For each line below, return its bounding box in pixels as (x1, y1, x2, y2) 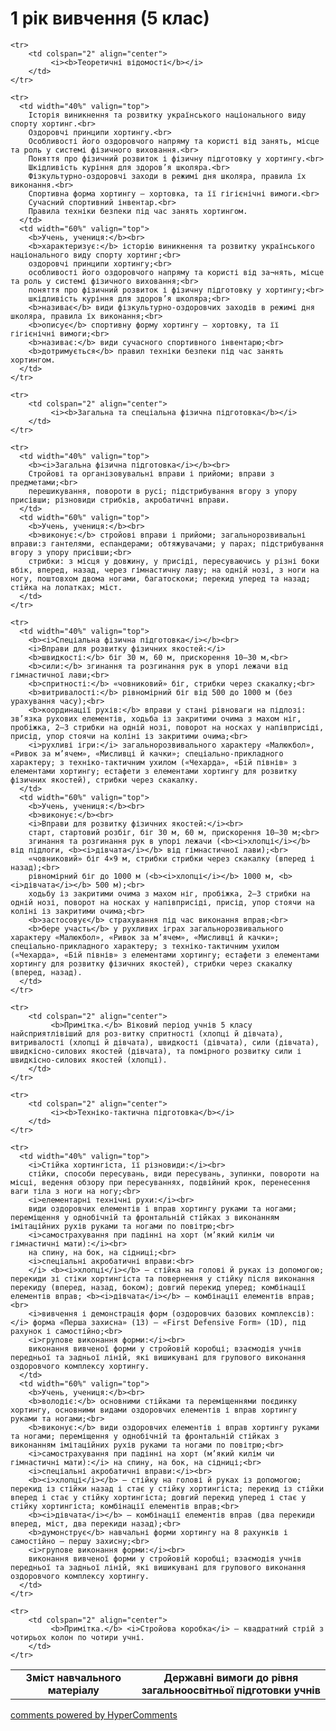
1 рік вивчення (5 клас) (10, 7, 210, 30)
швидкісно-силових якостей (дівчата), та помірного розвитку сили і (10, 1046, 302, 1056)
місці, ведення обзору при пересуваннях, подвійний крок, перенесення (10, 1177, 311, 1187)
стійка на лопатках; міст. (10, 582, 123, 592)
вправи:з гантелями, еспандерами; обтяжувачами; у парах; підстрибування (10, 538, 325, 549)
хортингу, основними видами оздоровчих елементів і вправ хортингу (10, 1405, 298, 1415)
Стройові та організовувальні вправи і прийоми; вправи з (28, 468, 275, 479)
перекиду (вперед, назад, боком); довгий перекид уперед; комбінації (10, 1282, 307, 1292)
